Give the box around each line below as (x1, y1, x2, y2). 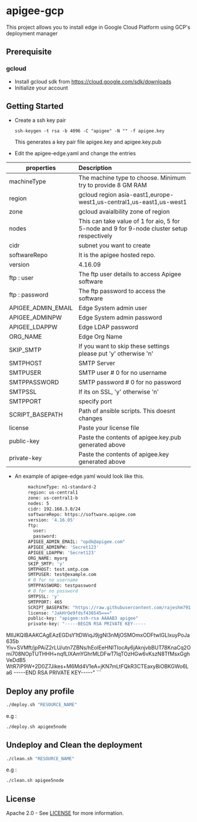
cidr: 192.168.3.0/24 (28, 506, 81, 512)
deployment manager (6, 29, 58, 36)
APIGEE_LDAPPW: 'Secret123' (28, 550, 97, 555)
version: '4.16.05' (28, 517, 76, 523)
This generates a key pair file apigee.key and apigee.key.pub (14, 138, 162, 145)
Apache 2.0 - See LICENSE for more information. (6, 810, 124, 817)
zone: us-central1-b (28, 495, 78, 501)
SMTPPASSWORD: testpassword (28, 583, 97, 589)
